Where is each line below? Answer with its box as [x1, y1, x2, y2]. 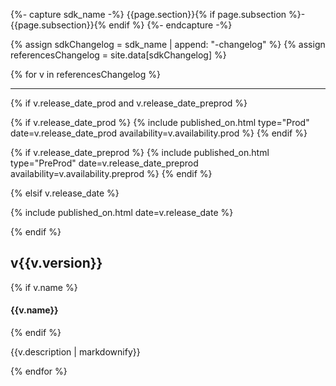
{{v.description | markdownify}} [10, 346, 141, 358]
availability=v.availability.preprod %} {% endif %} [10, 168, 213, 179]
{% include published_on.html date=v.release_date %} [10, 207, 234, 218]
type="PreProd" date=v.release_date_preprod [10, 157, 199, 169]
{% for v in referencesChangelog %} [10, 69, 161, 80]
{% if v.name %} [10, 281, 78, 293]
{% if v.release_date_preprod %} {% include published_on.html [10, 147, 270, 158]
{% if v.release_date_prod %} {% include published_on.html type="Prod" [10, 117, 310, 128]
